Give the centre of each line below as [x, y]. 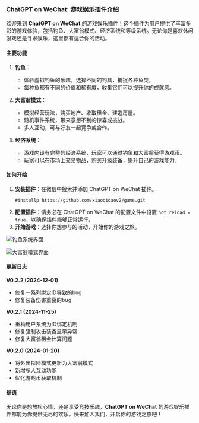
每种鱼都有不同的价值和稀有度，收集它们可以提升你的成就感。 [99, 87]
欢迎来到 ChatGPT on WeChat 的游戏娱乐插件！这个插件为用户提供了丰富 [96, 23]
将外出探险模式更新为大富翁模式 [54, 362]
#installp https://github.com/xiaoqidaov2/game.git [80, 200]
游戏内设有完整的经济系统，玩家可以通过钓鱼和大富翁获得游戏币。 [104, 152]
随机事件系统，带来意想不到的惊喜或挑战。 [76, 120]
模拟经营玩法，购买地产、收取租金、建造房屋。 [81, 112]
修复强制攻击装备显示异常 [46, 331]
